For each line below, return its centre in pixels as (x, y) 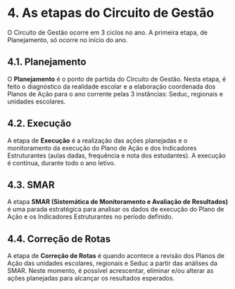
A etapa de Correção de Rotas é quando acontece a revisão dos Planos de (116, 256)
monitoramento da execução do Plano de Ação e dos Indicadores (102, 148)
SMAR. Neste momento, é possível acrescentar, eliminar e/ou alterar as (110, 271)
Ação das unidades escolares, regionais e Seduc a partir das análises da (113, 263)
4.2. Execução (39, 123)
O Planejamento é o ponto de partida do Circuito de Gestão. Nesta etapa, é (117, 79)
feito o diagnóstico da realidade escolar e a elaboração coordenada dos (112, 86)
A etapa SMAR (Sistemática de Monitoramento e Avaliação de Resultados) (118, 202)
